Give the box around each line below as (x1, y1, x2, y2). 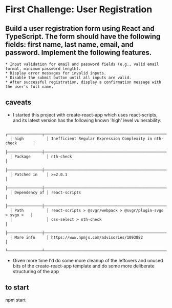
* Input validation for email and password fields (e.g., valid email (5, 62, 159, 67)
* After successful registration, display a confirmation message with (5, 80, 161, 85)
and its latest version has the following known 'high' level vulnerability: (12, 117, 162, 123)
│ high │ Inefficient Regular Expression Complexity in (10, 136, 153, 141)
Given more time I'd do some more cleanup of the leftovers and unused (12, 257, 163, 263)
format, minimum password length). (5, 66, 81, 71)
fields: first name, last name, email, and (5, 40, 134, 49)
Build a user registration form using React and (5, 24, 155, 33)
